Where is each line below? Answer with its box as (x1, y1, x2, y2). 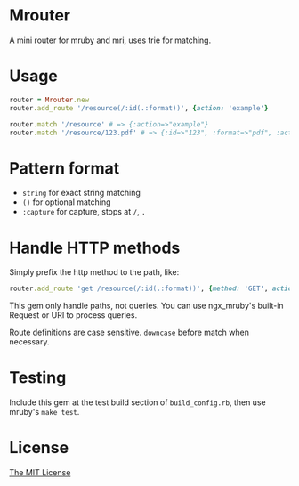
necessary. (9, 336, 51, 347)
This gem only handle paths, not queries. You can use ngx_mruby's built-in (9, 300, 284, 312)
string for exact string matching (21, 188, 141, 198)
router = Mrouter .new (9, 95, 90, 104)
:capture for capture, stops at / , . (21, 207, 146, 217)
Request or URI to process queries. (9, 310, 138, 320)
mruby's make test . (9, 407, 80, 417)
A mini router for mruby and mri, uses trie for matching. (9, 35, 212, 45)
